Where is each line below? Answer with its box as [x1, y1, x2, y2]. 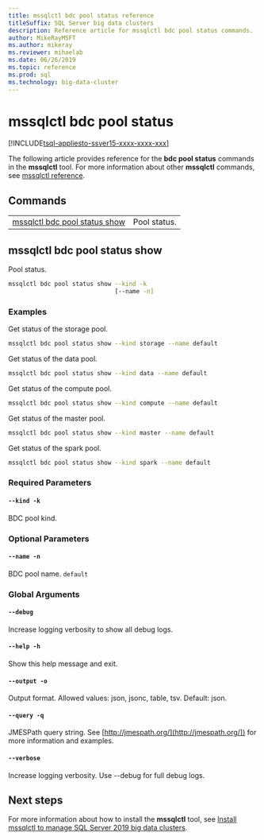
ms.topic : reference [8, 64, 77, 72]
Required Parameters [8, 478, 92, 489]
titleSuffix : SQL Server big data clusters [8, 19, 155, 27]
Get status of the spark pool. [8, 443, 101, 453]
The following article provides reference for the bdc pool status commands [8, 154, 255, 164]
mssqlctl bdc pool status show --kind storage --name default [8, 339, 218, 348]
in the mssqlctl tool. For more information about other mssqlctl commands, [8, 162, 255, 172]
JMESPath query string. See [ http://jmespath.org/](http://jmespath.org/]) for [8, 728, 257, 737]
